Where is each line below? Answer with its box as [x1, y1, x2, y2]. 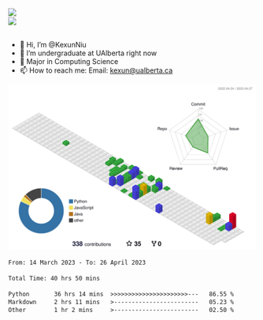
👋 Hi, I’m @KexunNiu [19, 40, 87, 50]
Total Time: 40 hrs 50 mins [8, 274, 101, 282]
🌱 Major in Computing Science [19, 57, 119, 66]
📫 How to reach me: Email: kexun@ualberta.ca [19, 66, 173, 75]
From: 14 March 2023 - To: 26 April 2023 [8, 258, 146, 266]
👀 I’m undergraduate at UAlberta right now [19, 48, 157, 58]
